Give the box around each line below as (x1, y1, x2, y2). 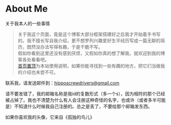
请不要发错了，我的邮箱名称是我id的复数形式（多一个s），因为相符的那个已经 (5, 91, 165, 97)
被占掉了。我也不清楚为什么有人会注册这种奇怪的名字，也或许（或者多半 (5, 97, 157, 103)
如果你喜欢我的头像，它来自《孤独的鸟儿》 (5, 114, 95, 120)
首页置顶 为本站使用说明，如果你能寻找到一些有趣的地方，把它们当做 (17, 63, 161, 69)
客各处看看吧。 (17, 56, 49, 62)
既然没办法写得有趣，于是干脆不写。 (26, 44, 103, 50)
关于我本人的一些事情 (5, 20, 50, 26)
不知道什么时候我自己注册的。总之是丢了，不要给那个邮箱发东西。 (14, 103, 153, 109)
